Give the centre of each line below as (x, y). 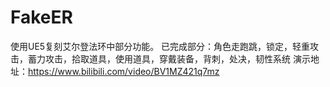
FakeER (41, 17)
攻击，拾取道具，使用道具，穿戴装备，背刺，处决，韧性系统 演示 (177, 58)
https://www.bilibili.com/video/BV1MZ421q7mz (124, 71)
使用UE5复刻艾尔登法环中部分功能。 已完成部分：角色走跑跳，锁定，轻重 (160, 46)
